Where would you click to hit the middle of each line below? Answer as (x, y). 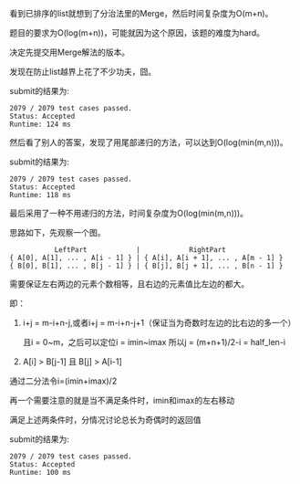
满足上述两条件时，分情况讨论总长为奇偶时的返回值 (105, 420)
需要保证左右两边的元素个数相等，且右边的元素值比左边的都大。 (129, 284)
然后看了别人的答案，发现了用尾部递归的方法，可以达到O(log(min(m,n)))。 (149, 142)
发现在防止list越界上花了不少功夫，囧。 (83, 72)
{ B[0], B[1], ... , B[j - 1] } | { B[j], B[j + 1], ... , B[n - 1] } (146, 266)
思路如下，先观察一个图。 (57, 232)
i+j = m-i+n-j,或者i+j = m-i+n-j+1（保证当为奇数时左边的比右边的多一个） (159, 323)
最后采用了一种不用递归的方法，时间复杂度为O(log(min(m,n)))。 (129, 213)
